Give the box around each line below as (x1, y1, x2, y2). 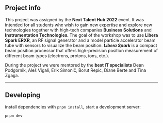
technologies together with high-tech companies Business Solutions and (5, 27, 152, 33)
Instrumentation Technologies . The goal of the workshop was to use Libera (5, 32, 158, 38)
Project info (5, 4, 41, 12)
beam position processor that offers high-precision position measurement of (5, 47, 158, 53)
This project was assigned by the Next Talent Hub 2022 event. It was (5, 16, 144, 22)
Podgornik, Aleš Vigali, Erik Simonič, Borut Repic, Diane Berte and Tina (5, 67, 147, 73)
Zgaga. (5, 72, 19, 78)
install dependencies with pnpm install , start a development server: (5, 104, 141, 109)
